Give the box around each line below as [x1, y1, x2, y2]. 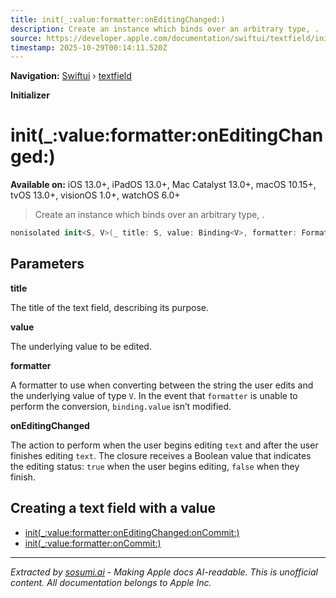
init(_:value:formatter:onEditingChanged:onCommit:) [24, 526, 240, 538]
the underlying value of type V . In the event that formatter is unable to [10, 389, 298, 401]
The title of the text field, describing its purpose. [10, 301, 210, 313]
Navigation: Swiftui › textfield [10, 70, 132, 82]
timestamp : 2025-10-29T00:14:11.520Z [10, 42, 168, 53]
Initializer [10, 89, 50, 101]
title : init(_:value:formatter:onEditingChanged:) [10, 14, 226, 25]
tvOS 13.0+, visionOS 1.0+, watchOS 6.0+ [10, 189, 181, 201]
